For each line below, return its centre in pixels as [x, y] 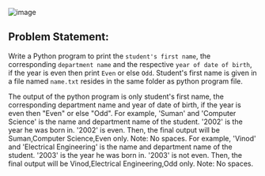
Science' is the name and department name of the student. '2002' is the [125, 122]
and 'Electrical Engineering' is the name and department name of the [120, 147]
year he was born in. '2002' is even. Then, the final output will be [114, 129]
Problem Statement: [59, 37]
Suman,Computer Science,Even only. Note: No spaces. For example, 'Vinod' [132, 138]
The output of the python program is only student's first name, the [116, 96]
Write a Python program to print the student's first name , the [110, 56]
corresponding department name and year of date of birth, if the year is [125, 105]
